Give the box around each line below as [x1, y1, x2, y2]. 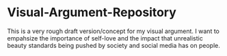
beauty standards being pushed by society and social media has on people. [7, 41, 220, 49]
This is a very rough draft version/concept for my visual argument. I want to [7, 27, 220, 35]
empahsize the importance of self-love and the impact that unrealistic [7, 34, 203, 42]
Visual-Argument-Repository [7, 5, 176, 20]
